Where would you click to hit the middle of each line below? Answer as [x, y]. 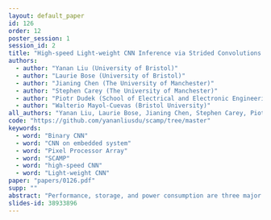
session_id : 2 [32, 46]
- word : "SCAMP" [43, 158]
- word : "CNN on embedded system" [73, 143]
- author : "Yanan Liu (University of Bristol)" [97, 68]
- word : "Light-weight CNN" [63, 173]
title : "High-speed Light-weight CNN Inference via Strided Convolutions [135, 53]
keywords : [25, 128]
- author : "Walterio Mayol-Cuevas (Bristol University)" [113, 106]
